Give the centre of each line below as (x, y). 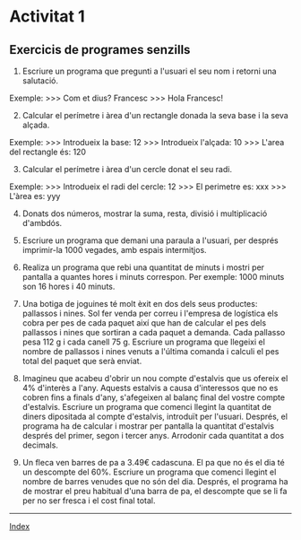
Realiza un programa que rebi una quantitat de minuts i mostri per (143, 267)
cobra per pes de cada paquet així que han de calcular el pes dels (144, 323)
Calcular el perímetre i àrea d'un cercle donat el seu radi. (127, 169)
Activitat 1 (47, 17)
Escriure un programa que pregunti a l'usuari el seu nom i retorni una (149, 71)
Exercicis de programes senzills (100, 50)
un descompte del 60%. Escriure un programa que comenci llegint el (149, 472)
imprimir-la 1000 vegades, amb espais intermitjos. (115, 250)
